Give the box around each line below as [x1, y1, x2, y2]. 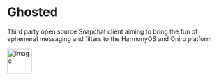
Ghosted [7, 4, 58, 20]
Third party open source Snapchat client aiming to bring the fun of [7, 27, 198, 36]
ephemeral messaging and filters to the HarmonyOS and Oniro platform [7, 34, 212, 43]
